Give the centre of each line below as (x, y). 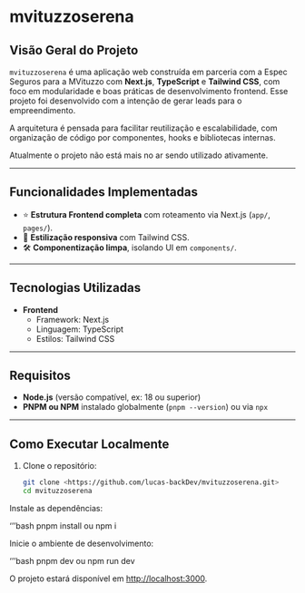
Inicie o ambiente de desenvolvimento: (82, 543)
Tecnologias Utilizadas (75, 288)
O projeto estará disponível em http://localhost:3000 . (108, 578)
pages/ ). (37, 228)
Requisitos (40, 376)
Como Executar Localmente (89, 444)
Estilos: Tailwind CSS (75, 338)
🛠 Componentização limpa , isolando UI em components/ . (130, 248)
